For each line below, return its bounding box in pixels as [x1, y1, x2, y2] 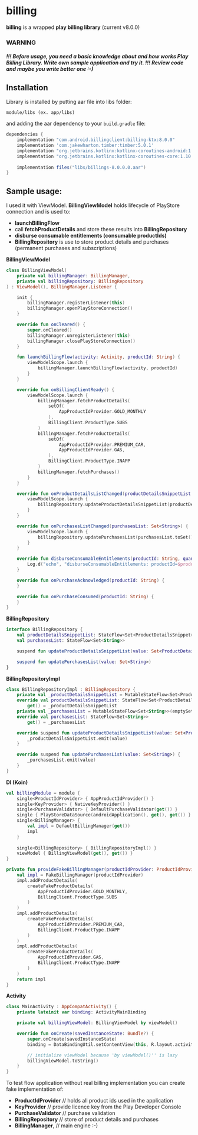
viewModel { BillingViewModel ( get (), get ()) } [16, 851, 133, 857]
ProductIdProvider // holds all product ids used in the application [14, 1097, 173, 1104]
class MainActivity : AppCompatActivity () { [6, 1004, 117, 1010]
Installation [6, 83, 48, 93]
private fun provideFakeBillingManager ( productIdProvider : [6, 867, 154, 872]
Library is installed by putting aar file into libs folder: [6, 99, 133, 106]
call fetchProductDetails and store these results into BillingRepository [14, 226, 187, 233]
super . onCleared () [27, 327, 72, 333]
